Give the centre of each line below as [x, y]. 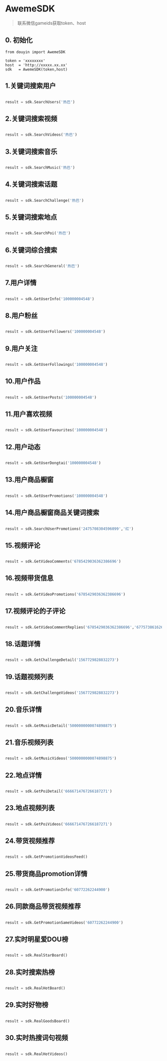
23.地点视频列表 [30, 808]
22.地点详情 [24, 775]
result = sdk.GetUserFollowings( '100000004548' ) [56, 365]
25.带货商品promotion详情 [46, 873]
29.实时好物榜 [27, 1005]
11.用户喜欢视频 [29, 414]
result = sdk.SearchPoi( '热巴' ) [38, 233]
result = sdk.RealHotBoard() [35, 988]
